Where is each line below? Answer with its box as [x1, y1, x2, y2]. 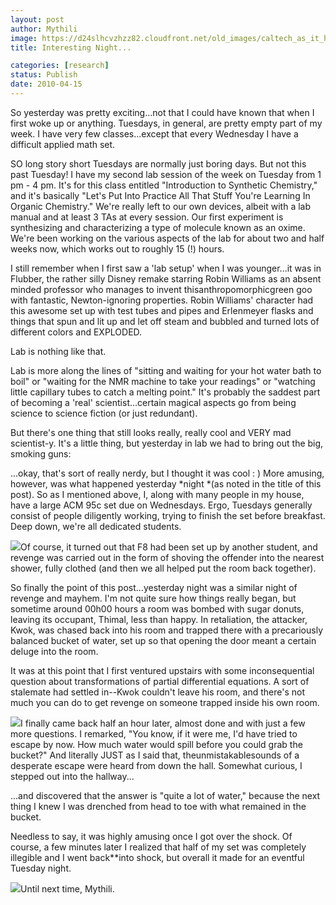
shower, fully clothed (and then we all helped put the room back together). [10, 562, 317, 574]
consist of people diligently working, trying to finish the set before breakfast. [10, 509, 326, 521]
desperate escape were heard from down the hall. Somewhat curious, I [10, 759, 303, 771]
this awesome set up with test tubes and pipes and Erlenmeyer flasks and [10, 304, 314, 316]
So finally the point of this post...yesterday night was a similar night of [10, 581, 298, 593]
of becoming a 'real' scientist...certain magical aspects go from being [10, 396, 297, 408]
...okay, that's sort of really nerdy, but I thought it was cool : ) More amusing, [10, 467, 325, 479]
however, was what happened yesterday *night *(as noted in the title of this [10, 477, 322, 490]
